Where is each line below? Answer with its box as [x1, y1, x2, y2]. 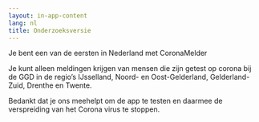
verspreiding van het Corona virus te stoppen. [8, 104, 160, 114]
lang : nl [8, 19, 38, 27]
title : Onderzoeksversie [8, 26, 91, 34]
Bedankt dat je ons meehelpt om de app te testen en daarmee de [8, 96, 223, 106]
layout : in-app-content [8, 11, 88, 20]
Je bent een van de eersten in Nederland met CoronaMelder [8, 49, 208, 58]
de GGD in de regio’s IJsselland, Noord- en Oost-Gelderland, [8, 73, 208, 82]
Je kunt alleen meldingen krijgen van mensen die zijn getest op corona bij [8, 64, 252, 73]
